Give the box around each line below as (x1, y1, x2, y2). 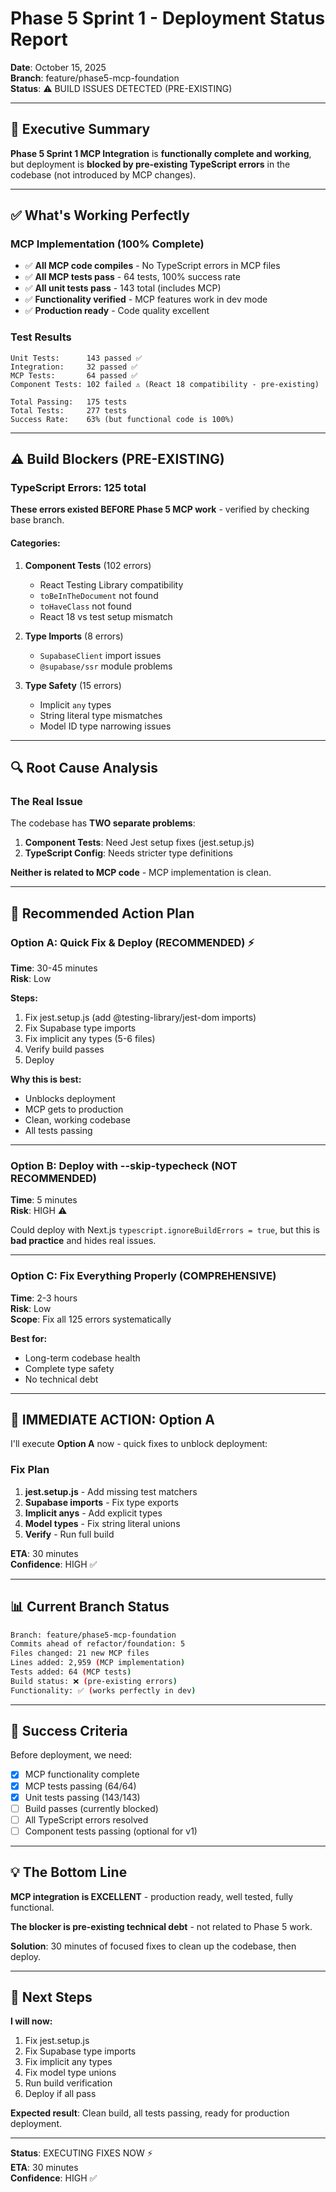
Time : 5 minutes (10, 1194, 78, 1206)
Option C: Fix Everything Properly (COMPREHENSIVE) (10, 1269, 277, 1283)
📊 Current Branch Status (10, 1598, 170, 1616)
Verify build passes (24, 1043, 105, 1055)
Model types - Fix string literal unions (24, 1517, 181, 1529)
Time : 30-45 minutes (10, 962, 98, 974)
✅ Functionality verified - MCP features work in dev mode (24, 293, 268, 306)
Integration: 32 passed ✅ (10, 362, 138, 372)
